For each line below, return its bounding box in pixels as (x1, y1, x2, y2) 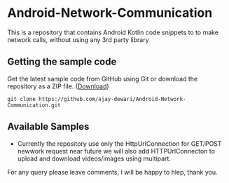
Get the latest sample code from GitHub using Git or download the (7, 74, 198, 83)
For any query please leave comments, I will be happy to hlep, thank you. (7, 168, 218, 176)
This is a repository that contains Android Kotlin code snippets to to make (7, 28, 219, 36)
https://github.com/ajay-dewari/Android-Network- (38, 95, 187, 102)
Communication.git (7, 102, 61, 109)
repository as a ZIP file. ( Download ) (7, 82, 110, 90)
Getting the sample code (7, 56, 117, 68)
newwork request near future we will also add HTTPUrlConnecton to (17, 147, 216, 155)
